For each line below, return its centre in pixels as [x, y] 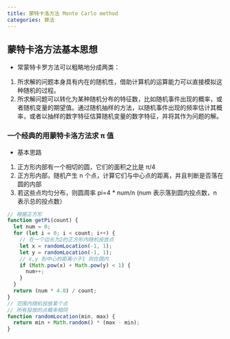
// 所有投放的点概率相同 [38, 310]
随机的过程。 [41, 91]
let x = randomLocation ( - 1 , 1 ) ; [66, 246]
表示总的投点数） [41, 201]
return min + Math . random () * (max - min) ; [76, 323]
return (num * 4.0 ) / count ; [55, 291]
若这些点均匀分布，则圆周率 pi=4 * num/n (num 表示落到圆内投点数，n [117, 193]
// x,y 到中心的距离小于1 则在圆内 [64, 259]
